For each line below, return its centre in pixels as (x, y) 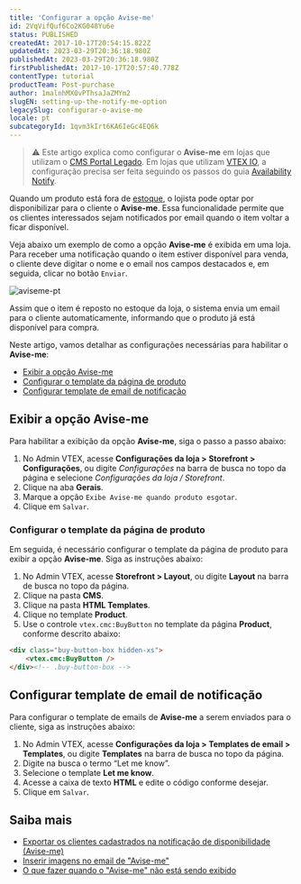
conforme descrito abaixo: (71, 634)
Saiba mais (41, 820)
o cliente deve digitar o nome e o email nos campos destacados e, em (139, 264)
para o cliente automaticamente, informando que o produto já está (132, 318)
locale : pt (30, 118)
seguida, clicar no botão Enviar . (68, 273)
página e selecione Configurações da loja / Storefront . (123, 478)
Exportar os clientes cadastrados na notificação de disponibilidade (146, 842)
